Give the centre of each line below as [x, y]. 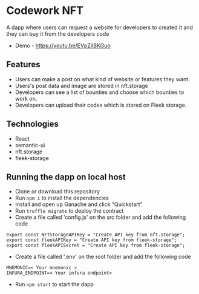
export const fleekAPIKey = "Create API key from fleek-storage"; [92, 240]
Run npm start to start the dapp [54, 284]
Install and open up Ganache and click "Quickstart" [79, 204]
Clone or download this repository [57, 192]
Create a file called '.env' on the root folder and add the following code [103, 257]
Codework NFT [45, 11]
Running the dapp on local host [66, 177]
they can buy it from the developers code [58, 33]
